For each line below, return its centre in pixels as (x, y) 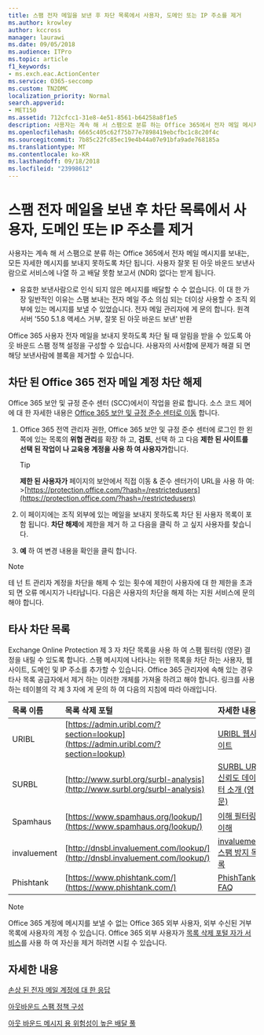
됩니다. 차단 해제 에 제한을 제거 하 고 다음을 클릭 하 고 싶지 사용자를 (129, 524)
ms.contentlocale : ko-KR (49, 154)
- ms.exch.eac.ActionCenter (54, 74)
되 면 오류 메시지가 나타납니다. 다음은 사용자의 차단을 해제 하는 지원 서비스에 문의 (132, 592)
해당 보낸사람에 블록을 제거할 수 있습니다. (71, 355)
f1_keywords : (29, 67)
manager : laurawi (37, 37)
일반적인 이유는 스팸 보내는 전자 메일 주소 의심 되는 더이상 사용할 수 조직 (138, 299)
